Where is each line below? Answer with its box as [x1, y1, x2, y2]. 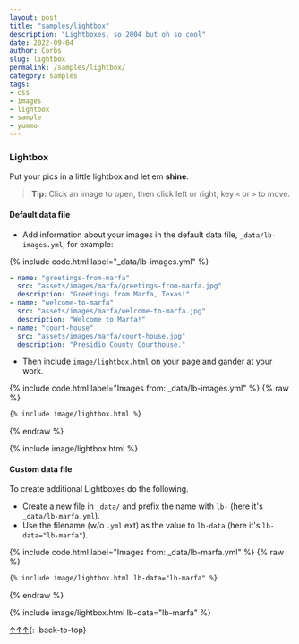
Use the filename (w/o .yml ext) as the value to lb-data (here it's [21, 520, 261, 531]
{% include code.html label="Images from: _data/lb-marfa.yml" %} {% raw [9, 547, 285, 558]
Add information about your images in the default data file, [21, 229, 238, 240]
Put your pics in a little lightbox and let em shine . [9, 171, 190, 182]
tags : [9, 80, 30, 89]
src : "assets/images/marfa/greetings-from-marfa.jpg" [17, 281, 222, 291]
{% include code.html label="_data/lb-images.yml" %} [9, 256, 209, 267]
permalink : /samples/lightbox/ [9, 64, 126, 73]
